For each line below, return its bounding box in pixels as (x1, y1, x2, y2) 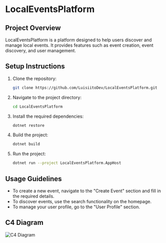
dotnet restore (12, 123, 45, 128)
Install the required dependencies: (12, 113, 84, 119)
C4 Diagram (5, 218, 44, 227)
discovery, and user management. (5, 48, 76, 53)
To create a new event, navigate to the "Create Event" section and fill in (12, 188, 161, 194)
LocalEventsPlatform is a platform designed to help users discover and (5, 37, 152, 43)
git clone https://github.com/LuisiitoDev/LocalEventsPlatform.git (12, 85, 157, 90)
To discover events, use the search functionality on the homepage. (12, 199, 152, 204)
